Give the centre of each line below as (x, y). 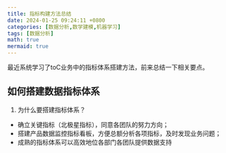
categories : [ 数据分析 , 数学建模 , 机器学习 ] (64, 27)
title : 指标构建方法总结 (39, 14)
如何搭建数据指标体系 (54, 92)
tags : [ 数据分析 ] (31, 33)
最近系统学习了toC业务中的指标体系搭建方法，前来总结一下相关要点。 (108, 67)
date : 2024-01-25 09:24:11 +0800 (56, 20)
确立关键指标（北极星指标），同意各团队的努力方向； (93, 124)
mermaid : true (28, 46)
